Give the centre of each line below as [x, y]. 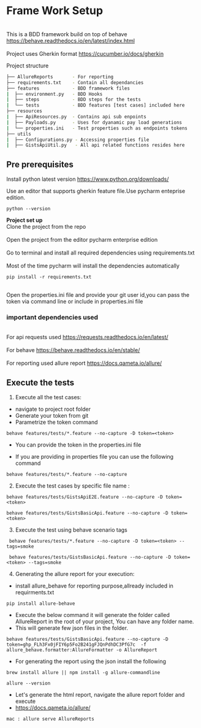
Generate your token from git [52, 416]
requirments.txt [35, 592]
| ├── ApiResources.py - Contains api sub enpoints [77, 117]
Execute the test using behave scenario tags [71, 530]
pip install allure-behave [41, 604]
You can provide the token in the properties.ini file [78, 445]
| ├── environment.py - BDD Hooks [55, 94]
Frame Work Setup [55, 11]
